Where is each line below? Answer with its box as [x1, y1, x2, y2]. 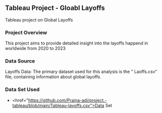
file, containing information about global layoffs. [5, 74, 101, 80]
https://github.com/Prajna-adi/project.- [28, 97, 107, 103]
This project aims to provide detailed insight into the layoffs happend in [5, 40, 148, 46]
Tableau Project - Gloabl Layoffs [5, 4, 105, 12]
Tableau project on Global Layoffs [5, 17, 73, 23]
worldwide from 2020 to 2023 [5, 45, 66, 51]
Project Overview [5, 29, 47, 36]
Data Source [5, 58, 35, 65]
